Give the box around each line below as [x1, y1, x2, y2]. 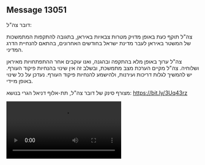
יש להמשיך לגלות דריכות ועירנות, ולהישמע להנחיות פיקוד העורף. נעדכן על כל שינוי [6, 70, 193, 78]
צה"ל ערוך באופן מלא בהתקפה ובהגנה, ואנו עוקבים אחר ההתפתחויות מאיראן [6, 57, 182, 65]
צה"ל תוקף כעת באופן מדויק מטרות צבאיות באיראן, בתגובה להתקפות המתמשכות [6, 33, 193, 40]
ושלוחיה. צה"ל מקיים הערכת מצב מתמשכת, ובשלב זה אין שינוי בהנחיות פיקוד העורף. [6, 64, 199, 71]
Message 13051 [6, 5, 67, 15]
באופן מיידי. [6, 77, 34, 84]
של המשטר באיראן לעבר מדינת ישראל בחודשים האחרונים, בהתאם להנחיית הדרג [6, 39, 191, 46]
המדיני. [6, 46, 23, 53]
